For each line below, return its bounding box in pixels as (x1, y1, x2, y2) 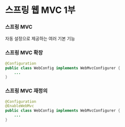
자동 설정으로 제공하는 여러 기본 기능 (5, 36, 75, 42)
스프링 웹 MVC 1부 (5, 4, 76, 16)
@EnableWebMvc (5, 104, 35, 109)
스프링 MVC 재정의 (5, 87, 48, 94)
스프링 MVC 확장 (5, 49, 43, 56)
